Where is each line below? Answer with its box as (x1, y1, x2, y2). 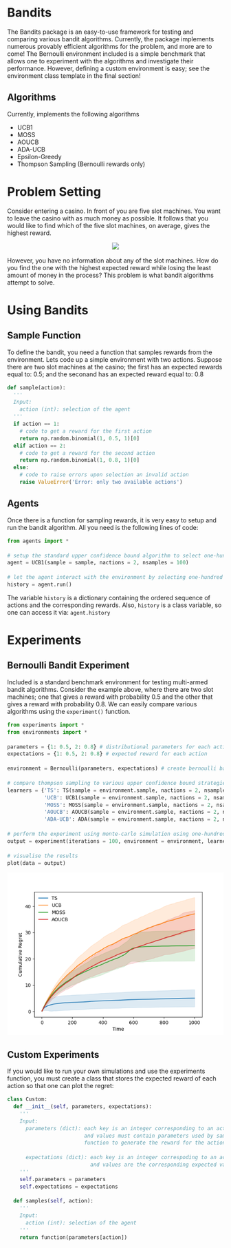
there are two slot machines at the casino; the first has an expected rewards (7, 362, 223, 371)
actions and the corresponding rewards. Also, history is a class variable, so (7, 601, 222, 609)
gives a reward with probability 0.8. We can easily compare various (7, 699, 197, 708)
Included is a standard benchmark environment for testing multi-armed (7, 677, 208, 686)
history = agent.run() (7, 581, 72, 588)
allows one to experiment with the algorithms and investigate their (7, 57, 194, 65)
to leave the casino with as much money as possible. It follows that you (7, 214, 208, 222)
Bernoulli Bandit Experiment (7, 659, 130, 671)
